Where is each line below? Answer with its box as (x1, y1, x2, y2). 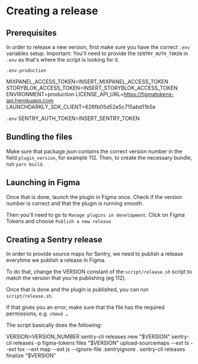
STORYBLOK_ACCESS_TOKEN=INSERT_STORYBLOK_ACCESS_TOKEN (6, 84, 178, 91)
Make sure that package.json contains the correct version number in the (6, 147, 183, 155)
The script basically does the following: (6, 322, 102, 329)
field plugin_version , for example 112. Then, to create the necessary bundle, (6, 154, 193, 161)
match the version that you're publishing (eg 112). (6, 274, 126, 281)
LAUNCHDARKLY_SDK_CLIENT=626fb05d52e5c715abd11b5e (6, 103, 156, 110)
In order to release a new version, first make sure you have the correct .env (6, 43, 190, 50)
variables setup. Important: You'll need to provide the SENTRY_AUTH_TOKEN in (6, 50, 189, 57)
